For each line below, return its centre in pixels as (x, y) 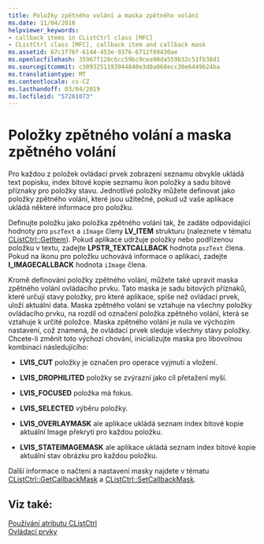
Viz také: (30, 504)
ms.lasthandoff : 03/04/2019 (54, 89)
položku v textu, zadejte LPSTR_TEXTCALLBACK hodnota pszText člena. (127, 248)
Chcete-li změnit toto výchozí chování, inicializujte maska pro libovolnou (125, 339)
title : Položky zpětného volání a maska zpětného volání (104, 15)
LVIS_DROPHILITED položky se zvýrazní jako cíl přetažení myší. (123, 378)
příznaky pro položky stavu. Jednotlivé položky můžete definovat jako (122, 191)
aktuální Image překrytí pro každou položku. (91, 432)
